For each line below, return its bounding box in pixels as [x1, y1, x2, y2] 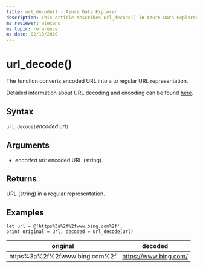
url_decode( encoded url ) [6, 122, 69, 130]
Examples [6, 207, 44, 218]
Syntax [6, 106, 34, 117]
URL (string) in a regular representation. [6, 190, 105, 197]
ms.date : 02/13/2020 [6, 31, 59, 38]
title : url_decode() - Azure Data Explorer [6, 8, 118, 15]
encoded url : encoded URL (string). [14, 156, 104, 163]
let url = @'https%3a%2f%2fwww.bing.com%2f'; [6, 223, 123, 230]
